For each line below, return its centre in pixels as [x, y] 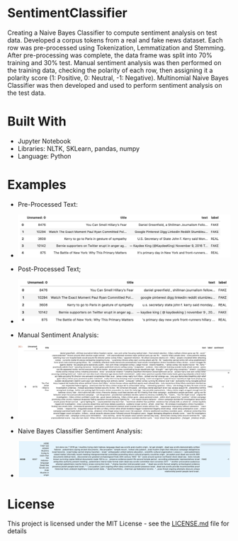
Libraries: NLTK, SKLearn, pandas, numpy [79, 148]
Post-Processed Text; [49, 269]
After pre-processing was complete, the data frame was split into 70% [110, 55]
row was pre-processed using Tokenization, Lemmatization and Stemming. [117, 47]
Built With [37, 121]
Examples [37, 185]
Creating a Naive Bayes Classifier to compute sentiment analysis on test [112, 33]
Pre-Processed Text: [47, 204]
